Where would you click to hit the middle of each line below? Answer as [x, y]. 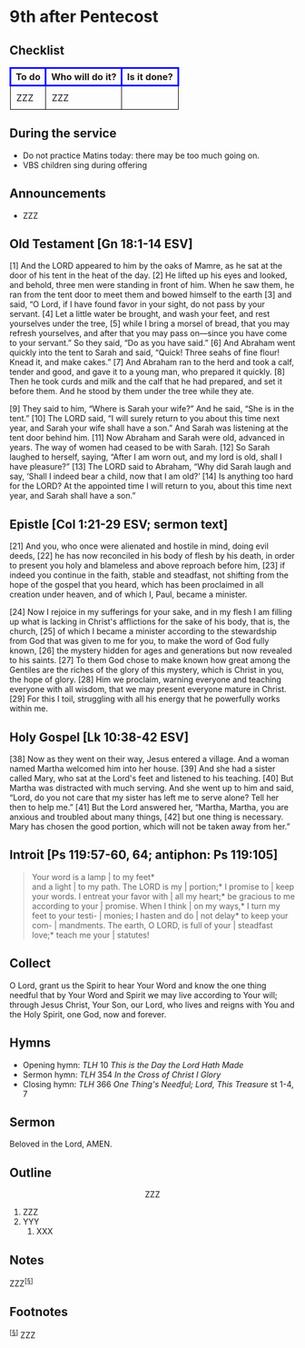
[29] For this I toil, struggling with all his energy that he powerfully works [145, 699]
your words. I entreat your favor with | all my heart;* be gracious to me [163, 896]
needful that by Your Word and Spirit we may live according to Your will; [144, 995]
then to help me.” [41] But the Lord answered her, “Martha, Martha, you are [149, 808]
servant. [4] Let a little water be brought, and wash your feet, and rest [140, 314]
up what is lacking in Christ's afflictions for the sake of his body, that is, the [150, 622]
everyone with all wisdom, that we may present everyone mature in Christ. [148, 689]
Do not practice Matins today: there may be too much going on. [141, 155]
